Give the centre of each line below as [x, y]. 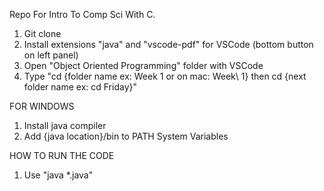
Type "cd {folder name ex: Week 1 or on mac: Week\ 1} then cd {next [165, 76]
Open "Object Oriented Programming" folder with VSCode [143, 65]
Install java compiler [65, 125]
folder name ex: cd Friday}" [80, 87]
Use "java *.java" [58, 175]
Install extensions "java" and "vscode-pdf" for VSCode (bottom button [168, 44]
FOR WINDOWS [42, 106]
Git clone [42, 33]
